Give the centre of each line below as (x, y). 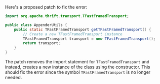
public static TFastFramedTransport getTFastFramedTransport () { (83, 29)
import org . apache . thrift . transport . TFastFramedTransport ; (67, 16)
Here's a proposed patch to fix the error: (46, 7)
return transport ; (42, 43)
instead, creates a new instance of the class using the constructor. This (78, 67)
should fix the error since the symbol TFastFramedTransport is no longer (78, 72)
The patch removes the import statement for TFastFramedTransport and (77, 62)
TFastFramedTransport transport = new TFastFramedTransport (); (89, 39)
